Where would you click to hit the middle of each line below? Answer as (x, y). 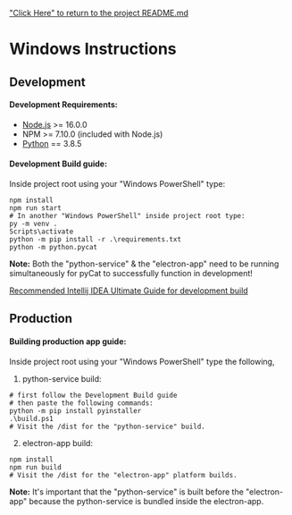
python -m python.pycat (54, 247)
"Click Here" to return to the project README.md (99, 13)
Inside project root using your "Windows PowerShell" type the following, (142, 361)
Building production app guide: (68, 341)
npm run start (36, 208)
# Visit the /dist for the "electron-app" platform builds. (124, 475)
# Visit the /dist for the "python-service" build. (107, 426)
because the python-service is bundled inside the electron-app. (146, 501)
